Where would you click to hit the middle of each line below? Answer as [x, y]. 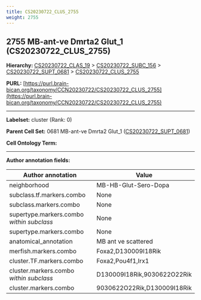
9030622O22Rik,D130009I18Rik [144, 288]
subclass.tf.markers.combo [47, 195]
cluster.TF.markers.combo [46, 261]
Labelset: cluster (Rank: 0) [39, 120]
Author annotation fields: [38, 160]
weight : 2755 [22, 17]
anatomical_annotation [41, 242]
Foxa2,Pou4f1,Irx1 [123, 261]
